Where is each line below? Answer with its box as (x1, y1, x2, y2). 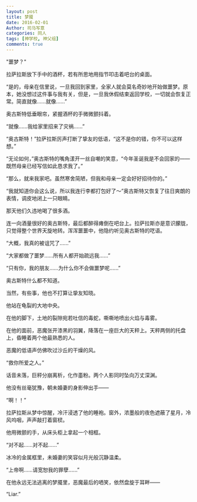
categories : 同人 (6, 31, 47, 36)
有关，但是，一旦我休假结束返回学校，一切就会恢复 (62, 90, 186, 97)
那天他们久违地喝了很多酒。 (6, 207, 73, 214)
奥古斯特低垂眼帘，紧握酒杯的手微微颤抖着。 (6, 110, 114, 117)
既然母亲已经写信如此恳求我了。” (6, 162, 83, 169)
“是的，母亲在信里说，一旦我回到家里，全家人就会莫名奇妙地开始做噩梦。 (6, 83, 184, 90)
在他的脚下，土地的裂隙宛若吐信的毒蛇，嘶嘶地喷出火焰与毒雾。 (6, 314, 160, 321)
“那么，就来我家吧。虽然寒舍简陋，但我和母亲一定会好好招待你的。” (6, 174, 168, 182)
